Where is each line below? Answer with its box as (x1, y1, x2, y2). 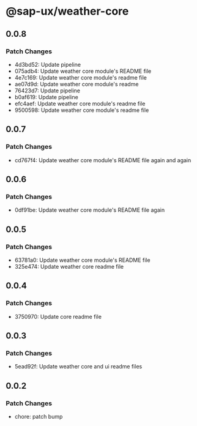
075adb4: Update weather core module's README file (14, 67, 152, 75)
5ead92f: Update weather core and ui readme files (14, 363, 143, 370)
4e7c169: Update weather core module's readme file (14, 73, 147, 81)
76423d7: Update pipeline (14, 87, 81, 94)
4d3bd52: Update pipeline (14, 61, 81, 68)
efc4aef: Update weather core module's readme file (14, 100, 146, 107)
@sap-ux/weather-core (6, 4, 129, 18)
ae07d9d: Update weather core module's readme (14, 80, 139, 88)
